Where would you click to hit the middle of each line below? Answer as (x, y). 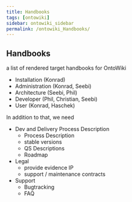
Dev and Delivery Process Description (62, 129)
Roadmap (36, 155)
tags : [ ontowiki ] (28, 18)
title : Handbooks (28, 12)
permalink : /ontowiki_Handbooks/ (48, 29)
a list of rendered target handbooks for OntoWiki (66, 68)
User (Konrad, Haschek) (45, 106)
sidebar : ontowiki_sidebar (40, 23)
